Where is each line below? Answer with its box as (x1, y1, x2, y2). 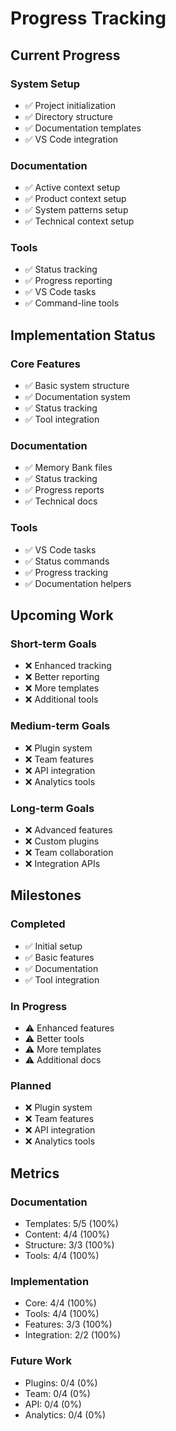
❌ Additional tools (24, 693, 99, 706)
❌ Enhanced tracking (24, 660, 112, 672)
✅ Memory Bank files (24, 462, 113, 474)
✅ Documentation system (24, 391, 131, 403)
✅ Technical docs (24, 495, 98, 507)
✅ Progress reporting (24, 275, 113, 287)
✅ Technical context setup (24, 215, 135, 227)
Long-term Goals (10, 801, 95, 815)
